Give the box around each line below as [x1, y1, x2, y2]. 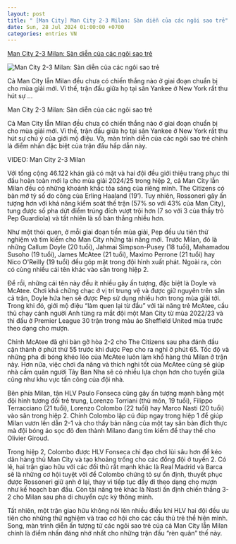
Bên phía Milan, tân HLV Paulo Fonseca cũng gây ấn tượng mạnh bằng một [7, 389, 224, 398]
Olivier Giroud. [7, 434, 49, 442]
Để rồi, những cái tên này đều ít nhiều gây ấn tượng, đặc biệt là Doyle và [7, 279, 216, 288]
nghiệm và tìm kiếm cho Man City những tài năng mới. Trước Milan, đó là [7, 235, 218, 244]
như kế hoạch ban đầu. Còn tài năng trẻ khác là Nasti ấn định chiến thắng [7, 485, 221, 494]
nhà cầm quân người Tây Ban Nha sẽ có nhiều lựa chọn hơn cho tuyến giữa [7, 368, 225, 377]
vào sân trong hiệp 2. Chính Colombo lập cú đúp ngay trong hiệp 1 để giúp [7, 411, 223, 420]
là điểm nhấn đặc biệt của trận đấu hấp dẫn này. [7, 142, 147, 150]
